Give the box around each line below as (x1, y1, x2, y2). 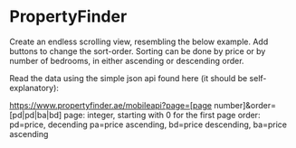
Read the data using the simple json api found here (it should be (9, 72, 248, 83)
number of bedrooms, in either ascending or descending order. (9, 55, 244, 66)
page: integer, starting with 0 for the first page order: (63, 109, 261, 120)
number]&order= (214, 99, 277, 110)
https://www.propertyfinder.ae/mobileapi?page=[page (9, 99, 213, 110)
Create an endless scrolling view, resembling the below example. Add (9, 36, 269, 47)
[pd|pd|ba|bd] (9, 109, 62, 120)
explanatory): (9, 82, 59, 93)
